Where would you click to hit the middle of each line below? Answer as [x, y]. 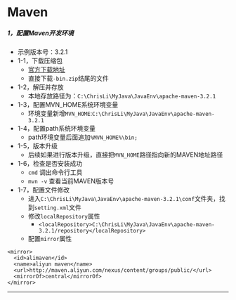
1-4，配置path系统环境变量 [57, 129]
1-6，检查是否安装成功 [50, 164]
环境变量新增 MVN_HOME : [60, 114]
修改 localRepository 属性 [64, 216]
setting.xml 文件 [58, 207]
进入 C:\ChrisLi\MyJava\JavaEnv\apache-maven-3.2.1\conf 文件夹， [124, 199]
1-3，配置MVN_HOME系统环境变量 [68, 105]
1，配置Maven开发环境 [40, 33]
